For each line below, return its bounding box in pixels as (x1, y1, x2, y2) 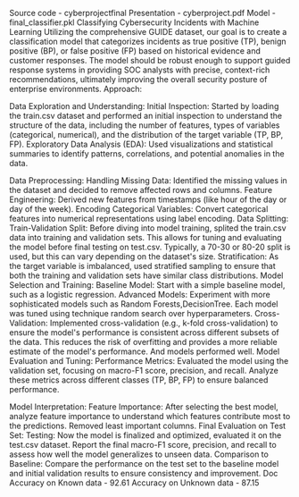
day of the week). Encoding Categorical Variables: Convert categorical (9, 204, 269, 214)
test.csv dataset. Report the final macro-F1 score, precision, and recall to (9, 440, 277, 450)
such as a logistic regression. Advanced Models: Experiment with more (9, 290, 270, 299)
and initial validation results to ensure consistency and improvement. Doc (9, 468, 278, 478)
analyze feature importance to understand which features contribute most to (9, 411, 291, 421)
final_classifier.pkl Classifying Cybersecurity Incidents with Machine (9, 17, 260, 28)
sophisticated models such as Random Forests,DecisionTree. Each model (9, 299, 278, 309)
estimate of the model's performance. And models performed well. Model (9, 346, 280, 357)
